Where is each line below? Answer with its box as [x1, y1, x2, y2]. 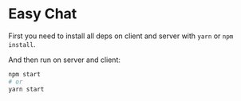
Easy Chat [8, 5, 77, 23]
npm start [8, 70, 41, 78]
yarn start [8, 85, 45, 93]
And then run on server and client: [8, 55, 121, 64]
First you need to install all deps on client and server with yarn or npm [8, 31, 234, 41]
